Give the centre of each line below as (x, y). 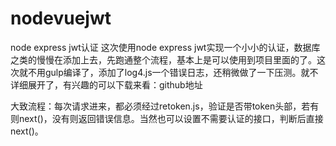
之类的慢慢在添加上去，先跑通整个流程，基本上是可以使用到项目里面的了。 (163, 59)
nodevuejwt (61, 18)
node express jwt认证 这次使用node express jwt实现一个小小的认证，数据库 (165, 47)
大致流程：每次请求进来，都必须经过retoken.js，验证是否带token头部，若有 (165, 106)
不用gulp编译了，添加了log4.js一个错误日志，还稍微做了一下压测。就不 (173, 72)
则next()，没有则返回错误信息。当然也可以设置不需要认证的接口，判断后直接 (167, 118)
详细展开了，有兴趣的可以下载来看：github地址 (106, 84)
